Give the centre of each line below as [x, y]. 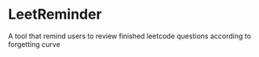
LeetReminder [55, 14]
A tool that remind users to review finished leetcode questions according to [129, 36]
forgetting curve [34, 44]
